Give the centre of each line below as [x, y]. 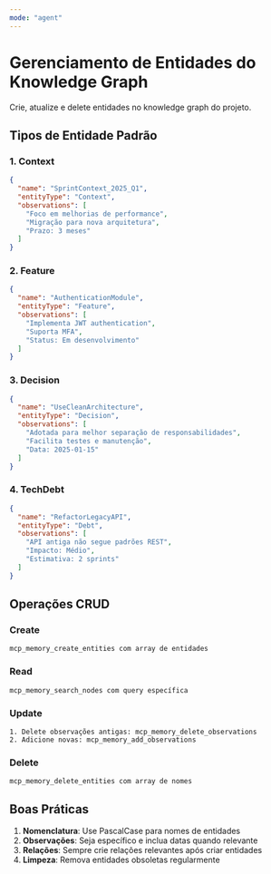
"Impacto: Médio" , [60, 551]
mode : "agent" [36, 18]
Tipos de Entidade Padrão [83, 136]
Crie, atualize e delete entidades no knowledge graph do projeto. [131, 107]
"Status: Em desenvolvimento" [83, 340]
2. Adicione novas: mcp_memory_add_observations [103, 740]
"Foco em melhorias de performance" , [97, 214]
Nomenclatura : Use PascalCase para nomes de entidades [131, 831]
